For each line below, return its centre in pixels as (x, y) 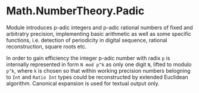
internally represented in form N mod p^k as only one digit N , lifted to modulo (99, 64)
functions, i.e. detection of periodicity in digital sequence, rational (87, 40)
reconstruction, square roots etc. (46, 46)
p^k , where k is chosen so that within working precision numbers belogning (98, 70)
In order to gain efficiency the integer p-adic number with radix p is (88, 58)
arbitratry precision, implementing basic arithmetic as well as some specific (99, 33)
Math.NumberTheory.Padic (75, 11)
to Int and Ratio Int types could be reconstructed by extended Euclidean (97, 77)
